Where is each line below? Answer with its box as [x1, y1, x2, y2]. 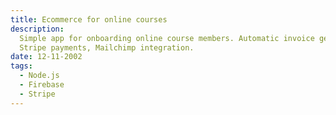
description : [10, 24, 65, 34]
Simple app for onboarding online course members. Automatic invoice [19, 33, 315, 43]
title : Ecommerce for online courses [10, 14, 168, 25]
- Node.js [19, 71, 60, 81]
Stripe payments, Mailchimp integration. [19, 42, 195, 53]
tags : [10, 61, 33, 71]
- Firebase [19, 80, 65, 90]
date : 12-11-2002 [10, 52, 83, 62]
